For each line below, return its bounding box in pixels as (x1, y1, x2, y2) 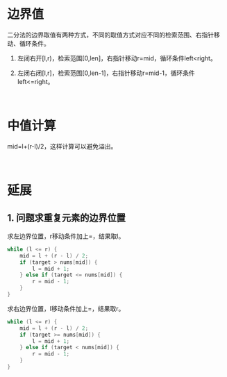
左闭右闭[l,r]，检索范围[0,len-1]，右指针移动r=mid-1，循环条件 (17, 69, 196, 77)
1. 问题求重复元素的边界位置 (7, 212, 126, 224)
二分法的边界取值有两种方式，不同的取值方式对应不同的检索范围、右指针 (7, 31, 214, 39)
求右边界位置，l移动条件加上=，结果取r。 (7, 304, 125, 312)
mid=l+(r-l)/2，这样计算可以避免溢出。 (7, 142, 117, 150)
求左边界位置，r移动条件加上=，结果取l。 (7, 232, 125, 240)
